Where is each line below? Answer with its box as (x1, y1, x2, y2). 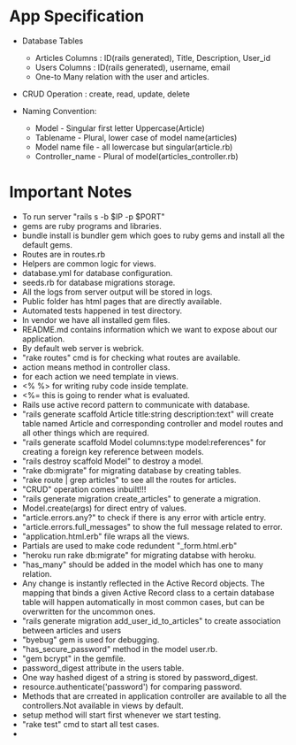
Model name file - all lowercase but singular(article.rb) (34, 142, 233, 152)
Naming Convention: (21, 105, 97, 116)
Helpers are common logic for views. (21, 258, 156, 269)
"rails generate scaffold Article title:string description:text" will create (21, 409, 274, 419)
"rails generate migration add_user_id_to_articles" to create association (21, 615, 281, 626)
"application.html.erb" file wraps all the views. (21, 531, 190, 541)
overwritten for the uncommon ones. (21, 606, 156, 617)
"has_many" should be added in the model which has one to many (21, 559, 263, 570)
